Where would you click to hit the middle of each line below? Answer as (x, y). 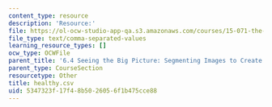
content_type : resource (49, 16)
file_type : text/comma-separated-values (78, 38)
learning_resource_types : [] (57, 46)
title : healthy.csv (41, 83)
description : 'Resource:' (52, 23)
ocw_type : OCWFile (39, 53)
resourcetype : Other (43, 76)
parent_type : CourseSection (56, 68)
